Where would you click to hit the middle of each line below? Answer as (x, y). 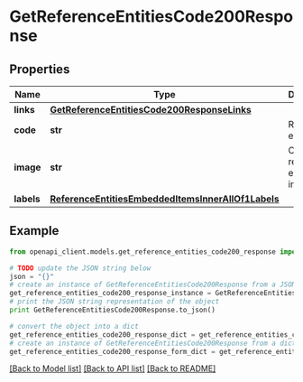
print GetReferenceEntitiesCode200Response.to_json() (113, 310)
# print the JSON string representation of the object (115, 302)
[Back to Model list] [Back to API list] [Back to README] (113, 368)
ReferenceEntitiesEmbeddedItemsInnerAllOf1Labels (164, 199)
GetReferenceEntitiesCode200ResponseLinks (150, 110)
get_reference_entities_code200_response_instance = (110, 293)
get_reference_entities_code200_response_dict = (102, 335)
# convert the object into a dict (74, 326)
